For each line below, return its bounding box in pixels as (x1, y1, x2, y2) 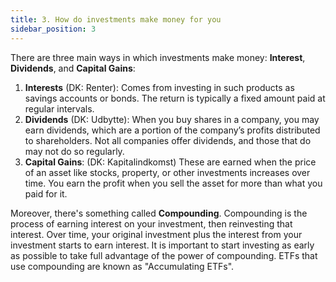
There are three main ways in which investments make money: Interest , (10, 51, 306, 63)
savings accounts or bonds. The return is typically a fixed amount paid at (24, 92, 326, 104)
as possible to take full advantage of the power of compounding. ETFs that (10, 249, 318, 261)
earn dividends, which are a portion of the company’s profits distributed (24, 124, 321, 136)
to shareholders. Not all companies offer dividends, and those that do (24, 134, 312, 146)
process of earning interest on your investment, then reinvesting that (10, 217, 293, 230)
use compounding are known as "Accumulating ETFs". (10, 260, 235, 272)
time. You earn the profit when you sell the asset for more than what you (24, 177, 323, 189)
